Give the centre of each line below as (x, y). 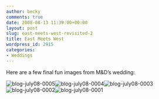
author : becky (23, 11)
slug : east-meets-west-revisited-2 (50, 34)
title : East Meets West (35, 39)
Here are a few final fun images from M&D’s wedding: (71, 72)
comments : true (25, 17)
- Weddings (19, 55)
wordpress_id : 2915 (30, 45)
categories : (21, 50)
